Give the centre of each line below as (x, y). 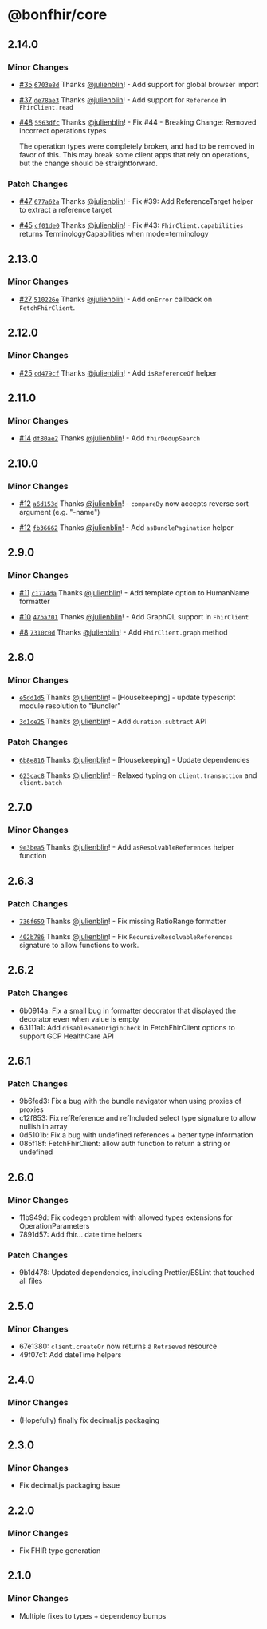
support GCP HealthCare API (67, 1036)
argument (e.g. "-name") (59, 512)
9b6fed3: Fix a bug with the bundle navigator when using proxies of (130, 1101)
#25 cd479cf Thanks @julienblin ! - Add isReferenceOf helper (118, 372)
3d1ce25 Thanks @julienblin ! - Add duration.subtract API (113, 722)
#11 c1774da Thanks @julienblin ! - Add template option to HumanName (134, 592)
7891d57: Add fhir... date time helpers (80, 1235)
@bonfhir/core (57, 15)
